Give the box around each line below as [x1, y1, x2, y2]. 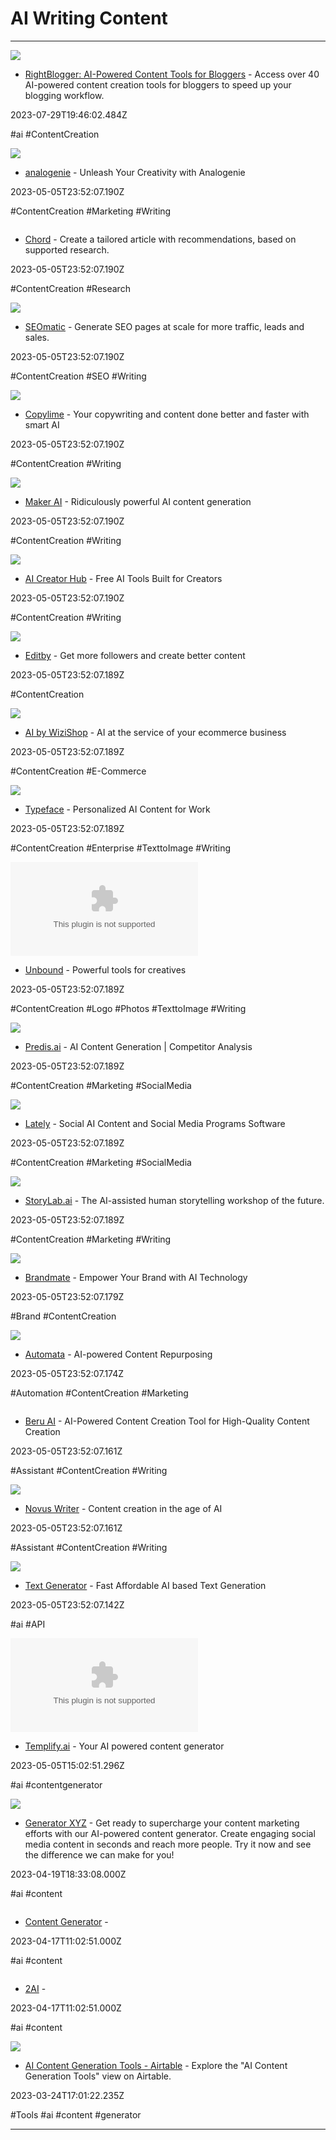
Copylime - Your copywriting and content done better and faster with [24, 408, 310, 420]
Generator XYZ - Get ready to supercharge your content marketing [24, 1817, 300, 1829]
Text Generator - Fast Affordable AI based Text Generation [24, 1579, 267, 1591]
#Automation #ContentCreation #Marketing [10, 1387, 189, 1399]
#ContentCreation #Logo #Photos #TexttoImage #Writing [10, 1002, 247, 1014]
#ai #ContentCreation [10, 128, 100, 140]
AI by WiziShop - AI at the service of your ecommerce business [24, 726, 287, 738]
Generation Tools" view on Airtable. [24, 2070, 172, 2082]
